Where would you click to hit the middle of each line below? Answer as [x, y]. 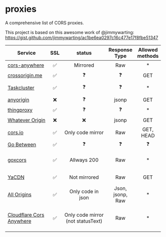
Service [26, 53]
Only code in [84, 191]
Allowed [148, 49]
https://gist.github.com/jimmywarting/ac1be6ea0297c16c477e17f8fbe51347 [82, 38]
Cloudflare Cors [26, 215]
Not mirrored [84, 177]
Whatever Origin [27, 120]
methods [148, 56]
